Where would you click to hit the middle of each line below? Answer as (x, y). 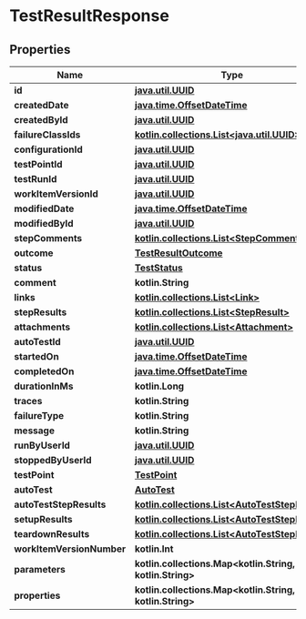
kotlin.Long (159, 386)
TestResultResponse (90, 16)
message (34, 431)
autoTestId (37, 342)
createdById (41, 120)
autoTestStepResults (60, 504)
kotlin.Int (154, 549)
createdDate (41, 105)
